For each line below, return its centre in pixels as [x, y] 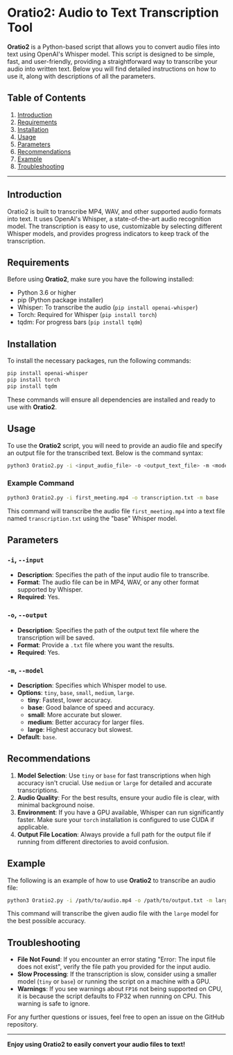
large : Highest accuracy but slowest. [80, 729]
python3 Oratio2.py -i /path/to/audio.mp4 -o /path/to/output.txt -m [110, 900]
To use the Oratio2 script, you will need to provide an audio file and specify [115, 445]
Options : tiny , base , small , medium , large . [76, 692]
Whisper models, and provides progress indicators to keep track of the [108, 233]
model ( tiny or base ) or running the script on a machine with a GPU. [114, 981]
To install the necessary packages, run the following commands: [99, 361]
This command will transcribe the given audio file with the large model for [113, 914]
